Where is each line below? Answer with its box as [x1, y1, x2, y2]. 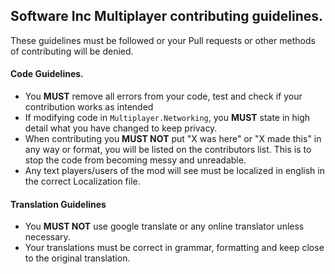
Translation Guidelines [10, 198, 107, 210]
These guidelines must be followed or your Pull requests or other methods [10, 34, 316, 46]
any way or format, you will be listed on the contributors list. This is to [24, 144, 312, 156]
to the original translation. [24, 252, 131, 264]
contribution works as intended [24, 101, 154, 113]
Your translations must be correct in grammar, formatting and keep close [24, 242, 325, 254]
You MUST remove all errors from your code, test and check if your [24, 90, 303, 103]
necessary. [24, 231, 71, 243]
